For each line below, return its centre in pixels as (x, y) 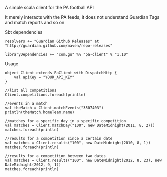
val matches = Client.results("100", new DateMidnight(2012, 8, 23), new (84, 160)
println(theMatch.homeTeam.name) (40, 112)
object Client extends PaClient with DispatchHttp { (61, 73)
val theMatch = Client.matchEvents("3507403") (54, 108)
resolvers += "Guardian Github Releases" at (52, 41)
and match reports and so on (35, 22)
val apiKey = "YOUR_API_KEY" (44, 77)
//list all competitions (31, 90)
